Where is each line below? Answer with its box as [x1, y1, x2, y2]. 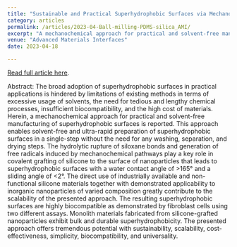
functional [7, 179, 37, 187]
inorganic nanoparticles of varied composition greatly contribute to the [7, 187, 213, 195]
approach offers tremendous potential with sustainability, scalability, [7, 224, 206, 232]
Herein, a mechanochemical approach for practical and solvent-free [7, 112, 205, 120]
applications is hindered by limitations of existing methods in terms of [7, 89, 209, 98]
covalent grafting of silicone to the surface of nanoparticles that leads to [7, 157, 217, 165]
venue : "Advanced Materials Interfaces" [7, 37, 128, 44]
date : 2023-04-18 [7, 43, 59, 50]
